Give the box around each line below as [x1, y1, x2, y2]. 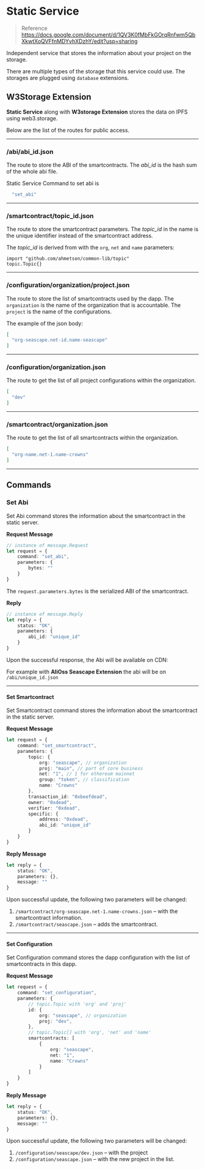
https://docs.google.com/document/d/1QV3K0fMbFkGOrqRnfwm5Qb [21, 31, 196, 38]
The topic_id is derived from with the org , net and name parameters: [6, 244, 175, 251]
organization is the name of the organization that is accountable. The [6, 301, 181, 309]
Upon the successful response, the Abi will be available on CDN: [6, 656, 168, 664]
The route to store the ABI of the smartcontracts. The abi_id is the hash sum [6, 161, 197, 169]
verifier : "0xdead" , [28, 805, 81, 811]
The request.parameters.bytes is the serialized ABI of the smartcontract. [6, 587, 189, 595]
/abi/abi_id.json [6, 147, 54, 156]
